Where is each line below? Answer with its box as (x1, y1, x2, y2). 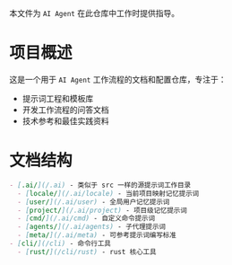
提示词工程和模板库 (21, 93, 94, 103)
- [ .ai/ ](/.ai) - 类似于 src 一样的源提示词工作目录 (9, 181, 192, 190)
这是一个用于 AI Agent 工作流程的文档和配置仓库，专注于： (9, 74, 227, 84)
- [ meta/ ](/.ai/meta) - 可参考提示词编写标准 (17, 231, 176, 240)
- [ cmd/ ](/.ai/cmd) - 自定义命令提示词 (17, 214, 155, 223)
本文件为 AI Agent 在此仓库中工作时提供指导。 (9, 8, 180, 18)
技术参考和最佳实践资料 (21, 115, 109, 126)
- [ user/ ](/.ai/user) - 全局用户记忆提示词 (17, 197, 170, 207)
